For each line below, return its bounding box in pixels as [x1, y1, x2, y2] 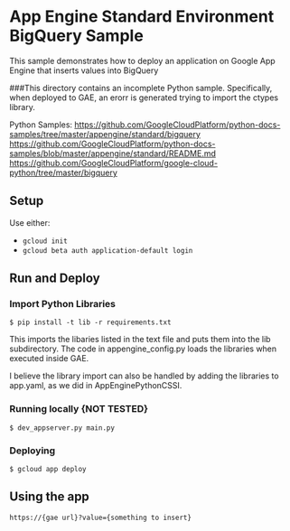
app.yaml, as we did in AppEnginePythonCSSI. [9, 380, 182, 391]
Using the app [9, 489, 90, 505]
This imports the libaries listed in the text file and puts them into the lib [9, 334, 271, 345]
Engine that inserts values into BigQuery [9, 65, 159, 76]
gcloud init [22, 237, 68, 246]
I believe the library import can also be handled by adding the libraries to [9, 370, 279, 381]
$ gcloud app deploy [9, 465, 88, 474]
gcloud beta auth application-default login [22, 246, 193, 255]
